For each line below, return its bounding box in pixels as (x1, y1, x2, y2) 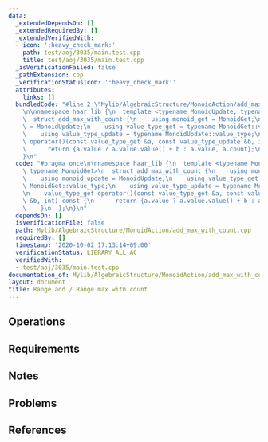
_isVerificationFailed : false (15, 64, 116, 72)
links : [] (22, 93, 56, 101)
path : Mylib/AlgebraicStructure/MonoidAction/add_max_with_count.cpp (15, 226, 251, 235)
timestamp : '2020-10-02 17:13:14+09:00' (15, 241, 152, 249)
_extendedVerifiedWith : (15, 33, 94, 42)
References (8, 423, 67, 436)
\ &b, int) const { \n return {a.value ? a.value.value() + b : (22, 197, 255, 205)
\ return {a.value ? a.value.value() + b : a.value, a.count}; (22, 145, 255, 153)
